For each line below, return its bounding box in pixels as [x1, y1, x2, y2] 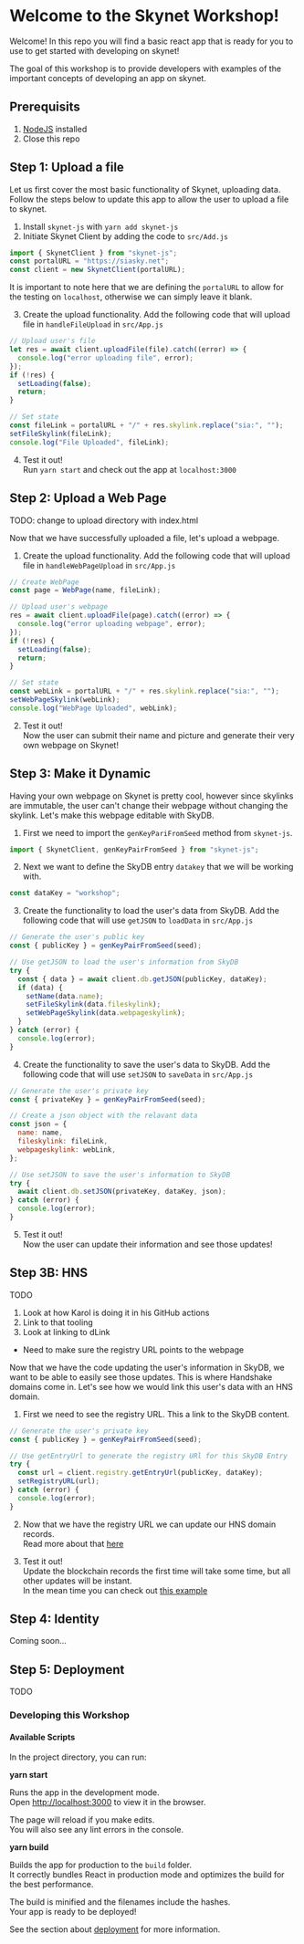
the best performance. [9, 1879, 94, 1890]
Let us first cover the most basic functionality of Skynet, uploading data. [9, 183, 281, 194]
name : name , [17, 1128, 64, 1137]
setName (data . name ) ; [26, 991, 104, 1000]
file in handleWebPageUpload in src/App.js [22, 559, 176, 570]
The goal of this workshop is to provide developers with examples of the [9, 63, 281, 74]
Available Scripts [9, 1731, 76, 1742]
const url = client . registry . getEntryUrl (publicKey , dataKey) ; [17, 1468, 263, 1478]
